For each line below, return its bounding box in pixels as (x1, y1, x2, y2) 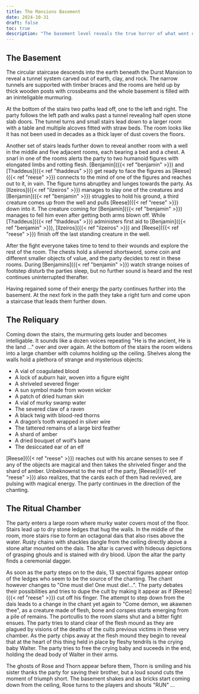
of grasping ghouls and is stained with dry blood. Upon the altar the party (6, 551, 185, 558)
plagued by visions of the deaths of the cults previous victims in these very (6, 625, 190, 633)
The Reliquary (6, 315, 59, 325)
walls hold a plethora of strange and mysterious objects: (6, 356, 143, 363)
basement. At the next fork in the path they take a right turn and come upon (6, 291, 191, 298)
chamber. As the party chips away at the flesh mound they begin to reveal (6, 632, 187, 639)
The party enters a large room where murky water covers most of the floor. (6, 519, 190, 526)
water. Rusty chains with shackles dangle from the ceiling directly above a (6, 538, 187, 545)
